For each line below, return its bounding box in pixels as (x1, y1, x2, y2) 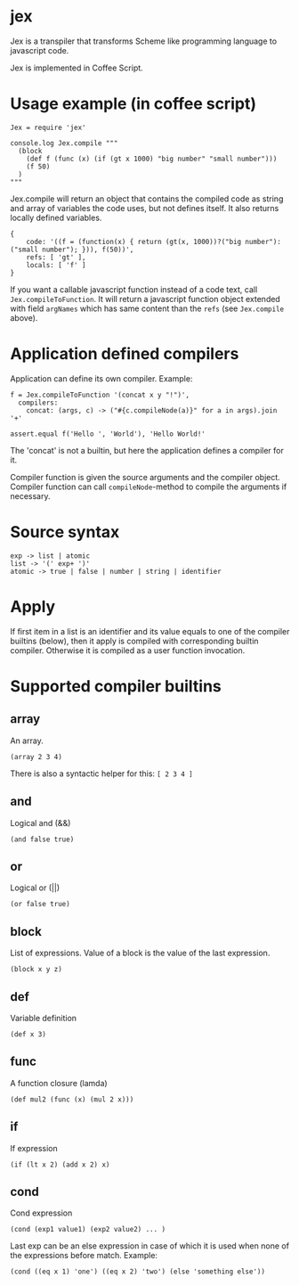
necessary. (10, 490, 52, 501)
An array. (10, 735, 44, 746)
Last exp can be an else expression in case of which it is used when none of (10, 1240, 290, 1251)
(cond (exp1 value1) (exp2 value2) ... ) (10, 1225, 166, 1234)
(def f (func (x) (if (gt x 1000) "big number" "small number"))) (26, 154, 278, 163)
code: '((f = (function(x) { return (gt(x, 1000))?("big (26, 237, 242, 246)
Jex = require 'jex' (10, 123, 87, 132)
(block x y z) (10, 965, 63, 974)
